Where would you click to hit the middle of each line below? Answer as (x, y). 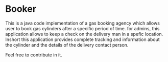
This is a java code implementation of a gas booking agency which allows (82, 23)
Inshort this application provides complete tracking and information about (82, 39)
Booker (21, 9)
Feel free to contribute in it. (34, 55)
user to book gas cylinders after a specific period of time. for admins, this (82, 28)
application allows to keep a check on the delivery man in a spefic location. (84, 34)
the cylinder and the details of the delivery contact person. (67, 45)
